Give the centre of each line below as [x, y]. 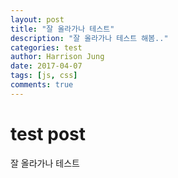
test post [48, 133]
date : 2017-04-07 [46, 66]
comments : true [42, 85]
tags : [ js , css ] [44, 76]
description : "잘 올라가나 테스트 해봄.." [89, 38]
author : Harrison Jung [57, 57]
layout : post [37, 19]
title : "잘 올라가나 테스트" [62, 29]
